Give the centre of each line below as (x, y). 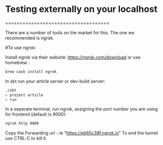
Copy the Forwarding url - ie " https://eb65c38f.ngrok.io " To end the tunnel (81, 133)
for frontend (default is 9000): (36, 114)
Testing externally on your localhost (81, 9)
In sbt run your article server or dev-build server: (55, 81)
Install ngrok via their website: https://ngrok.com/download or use (73, 57)
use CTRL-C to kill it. (26, 139)
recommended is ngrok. (30, 38)
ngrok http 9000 (22, 124)
